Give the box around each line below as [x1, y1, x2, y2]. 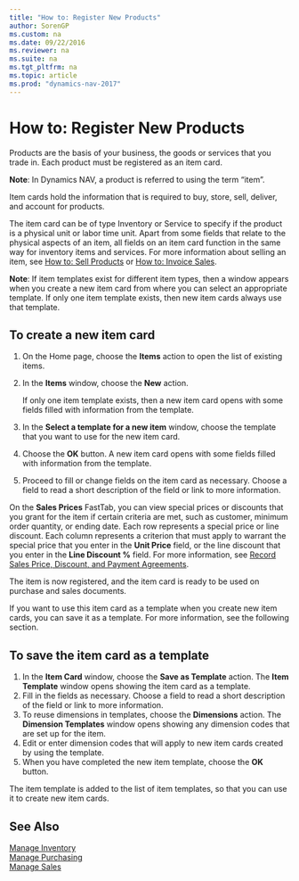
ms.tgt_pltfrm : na [9, 63, 77, 72]
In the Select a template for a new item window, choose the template [21, 422, 277, 432]
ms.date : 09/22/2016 [9, 37, 86, 47]
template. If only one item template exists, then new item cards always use [9, 292, 282, 303]
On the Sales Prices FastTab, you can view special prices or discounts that [9, 502, 284, 513]
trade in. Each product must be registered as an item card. [9, 157, 222, 168]
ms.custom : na [9, 29, 62, 38]
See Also [9, 819, 60, 834]
